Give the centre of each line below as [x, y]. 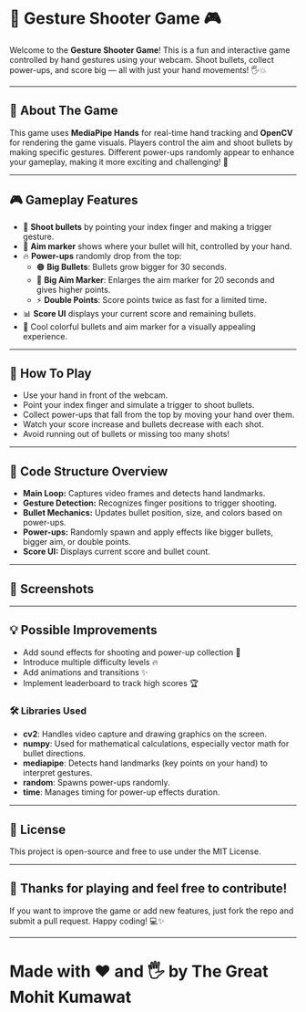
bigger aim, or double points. [77, 542]
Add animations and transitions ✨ [85, 672]
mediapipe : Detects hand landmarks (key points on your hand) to [145, 763]
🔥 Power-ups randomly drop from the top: [102, 256]
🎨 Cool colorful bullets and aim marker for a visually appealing [139, 327]
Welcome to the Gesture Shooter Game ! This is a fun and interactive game [150, 50]
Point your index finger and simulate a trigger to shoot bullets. [138, 405]
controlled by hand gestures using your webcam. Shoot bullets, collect [142, 59]
